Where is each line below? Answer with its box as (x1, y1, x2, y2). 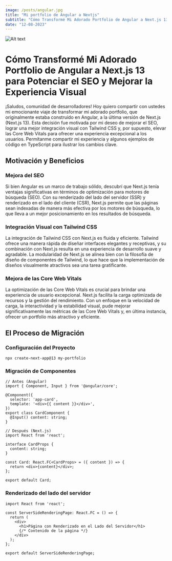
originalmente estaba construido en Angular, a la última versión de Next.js (5, 114, 161, 120)
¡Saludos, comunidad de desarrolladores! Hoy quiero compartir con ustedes (5, 103, 165, 110)
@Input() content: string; (10, 415, 68, 420)
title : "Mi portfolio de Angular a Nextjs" (5, 12, 100, 17)
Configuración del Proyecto (5, 344, 75, 351)
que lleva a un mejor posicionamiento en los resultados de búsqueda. (5, 211, 152, 217)
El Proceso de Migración (5, 328, 84, 337)
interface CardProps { (5, 442, 54, 447)
